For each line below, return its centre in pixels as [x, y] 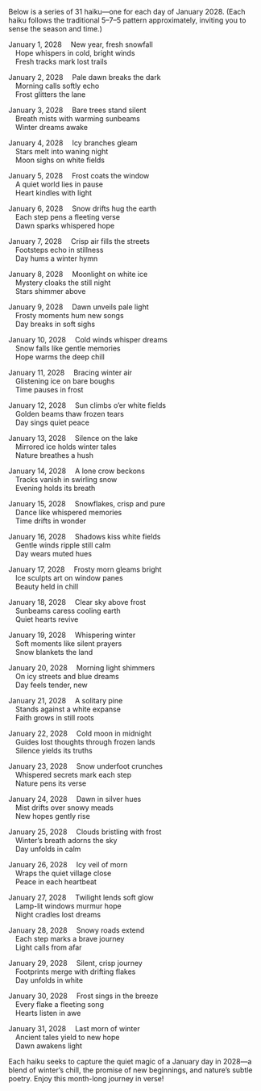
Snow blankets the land [54, 652]
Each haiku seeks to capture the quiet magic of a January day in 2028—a [130, 1062]
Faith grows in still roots [55, 718]
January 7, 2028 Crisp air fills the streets [79, 241]
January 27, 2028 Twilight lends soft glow [81, 897]
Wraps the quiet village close [64, 873]
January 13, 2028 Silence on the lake [73, 438]
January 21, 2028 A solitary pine [66, 701]
